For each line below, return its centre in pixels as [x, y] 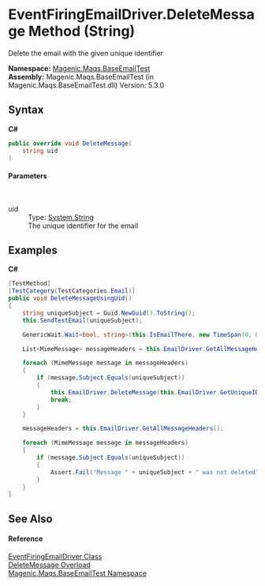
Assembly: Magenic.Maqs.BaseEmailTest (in [81, 77]
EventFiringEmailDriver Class [55, 556]
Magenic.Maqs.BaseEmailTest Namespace [78, 573]
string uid [40, 151]
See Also [30, 519]
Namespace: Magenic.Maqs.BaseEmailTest [79, 68]
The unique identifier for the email [83, 226]
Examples [33, 250]
